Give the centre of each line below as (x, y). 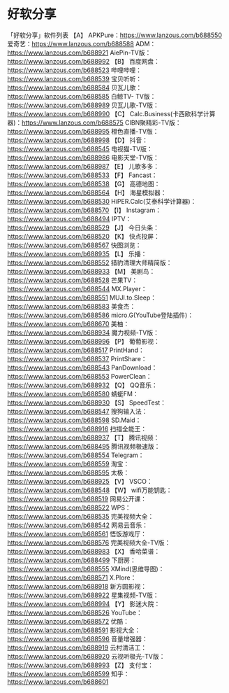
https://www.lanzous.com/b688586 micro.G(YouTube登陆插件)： (101, 315)
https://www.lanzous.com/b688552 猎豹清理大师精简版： (90, 262)
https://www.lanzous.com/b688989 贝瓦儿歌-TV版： (83, 105)
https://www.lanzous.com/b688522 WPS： (69, 507)
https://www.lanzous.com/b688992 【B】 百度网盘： (84, 61)
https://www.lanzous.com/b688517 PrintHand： (76, 350)
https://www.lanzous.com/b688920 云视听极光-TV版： (86, 656)
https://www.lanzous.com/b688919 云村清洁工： (77, 647)
